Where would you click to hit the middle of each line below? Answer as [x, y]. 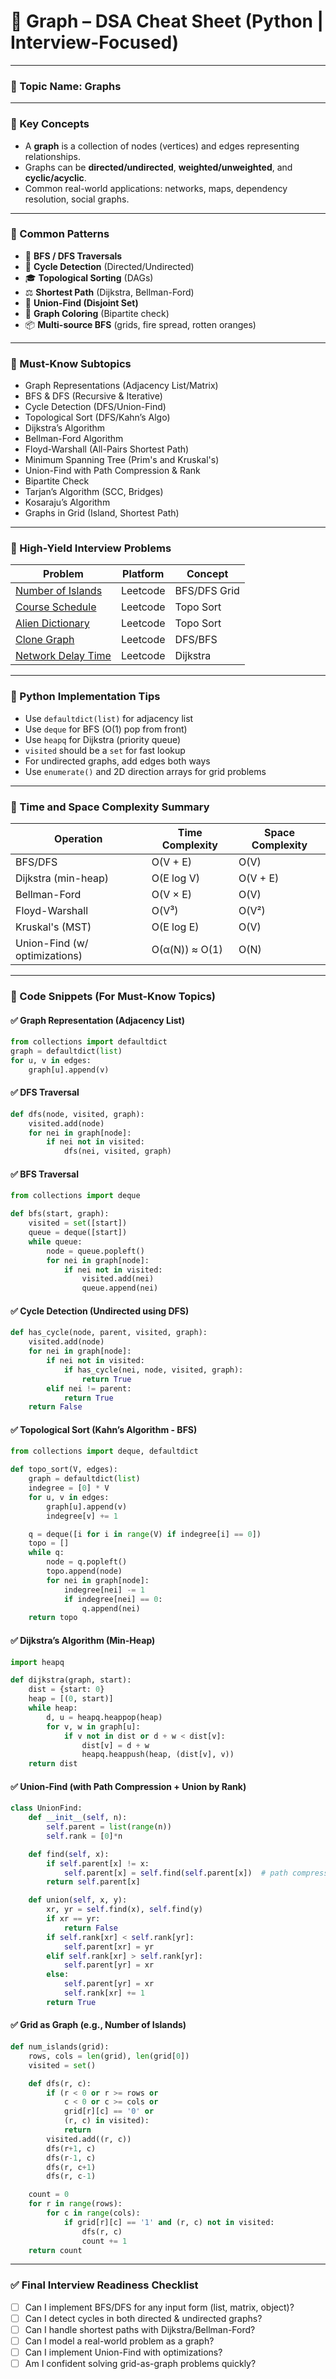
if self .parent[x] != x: [98, 1863]
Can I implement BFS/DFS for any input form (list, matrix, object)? [159, 2307]
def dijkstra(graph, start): [71, 1680]
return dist [53, 1764]
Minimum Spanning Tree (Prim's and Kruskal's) [122, 460]
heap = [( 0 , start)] [71, 1699]
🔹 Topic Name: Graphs [66, 86]
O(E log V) [175, 878]
